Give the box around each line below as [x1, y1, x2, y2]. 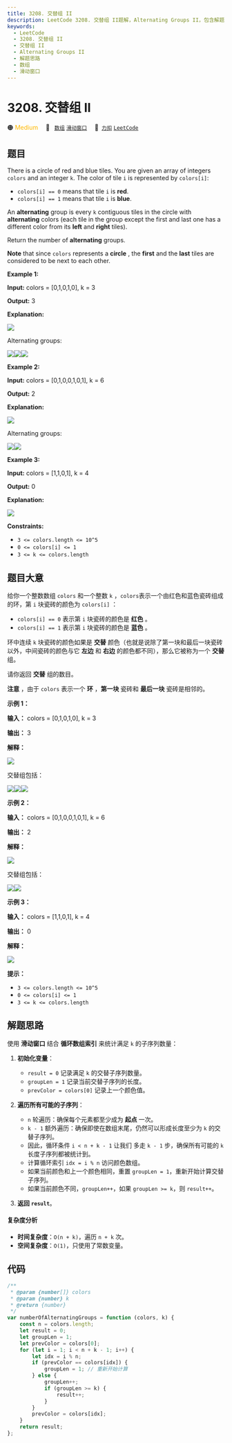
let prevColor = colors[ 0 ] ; [19, 1340, 100, 1347]
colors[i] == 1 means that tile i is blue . [17, 195, 133, 203]
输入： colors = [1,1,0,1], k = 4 [7, 913, 90, 921]
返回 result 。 [17, 1199, 57, 1207]
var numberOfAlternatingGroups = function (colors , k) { [7, 1315, 175, 1321]
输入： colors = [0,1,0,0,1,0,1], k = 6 [7, 813, 106, 822]
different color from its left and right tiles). [7, 222, 128, 231]
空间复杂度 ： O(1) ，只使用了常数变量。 [17, 1241, 127, 1250]
